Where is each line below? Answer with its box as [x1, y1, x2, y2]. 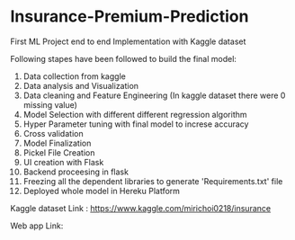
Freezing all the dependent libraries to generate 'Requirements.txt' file [22, 175, 283, 186]
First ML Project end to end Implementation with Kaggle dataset [10, 36, 246, 47]
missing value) [22, 99, 77, 110]
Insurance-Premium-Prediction [10, 6, 249, 27]
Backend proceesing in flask [22, 166, 130, 177]
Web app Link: [10, 220, 64, 231]
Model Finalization [22, 138, 92, 148]
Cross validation [22, 128, 84, 138]
